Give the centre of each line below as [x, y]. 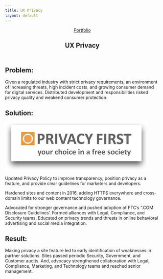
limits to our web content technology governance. [71, 198]
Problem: [19, 70]
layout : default [22, 15]
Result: [16, 239]
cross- [150, 193]
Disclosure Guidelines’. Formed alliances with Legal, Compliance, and [75, 213]
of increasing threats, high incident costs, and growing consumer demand [80, 87]
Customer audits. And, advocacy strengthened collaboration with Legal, [78, 261]
